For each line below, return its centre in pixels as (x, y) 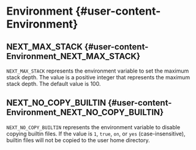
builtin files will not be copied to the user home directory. (78, 140)
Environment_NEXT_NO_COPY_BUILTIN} (85, 112)
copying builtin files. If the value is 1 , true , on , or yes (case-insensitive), (96, 134)
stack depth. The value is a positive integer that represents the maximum (98, 77)
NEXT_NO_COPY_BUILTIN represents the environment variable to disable (93, 127)
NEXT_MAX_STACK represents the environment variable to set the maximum (98, 71)
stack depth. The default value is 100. (54, 84)
